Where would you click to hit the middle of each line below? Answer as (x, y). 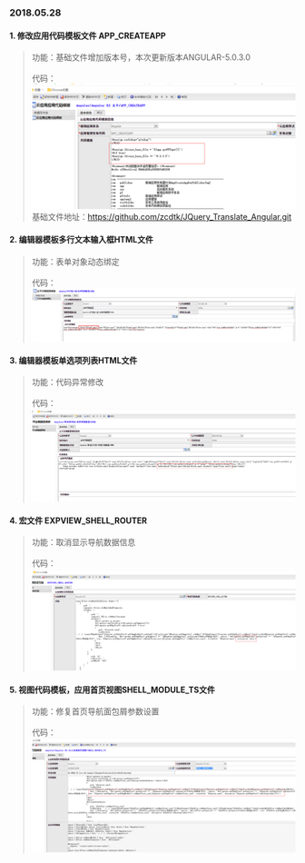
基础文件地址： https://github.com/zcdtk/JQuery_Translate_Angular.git (162, 217)
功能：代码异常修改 (68, 382)
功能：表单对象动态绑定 (75, 262)
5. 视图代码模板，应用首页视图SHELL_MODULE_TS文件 (112, 689)
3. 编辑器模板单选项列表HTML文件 (74, 360)
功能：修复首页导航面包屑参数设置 (95, 711)
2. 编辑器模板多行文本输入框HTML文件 (82, 239)
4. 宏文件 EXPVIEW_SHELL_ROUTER (79, 521)
